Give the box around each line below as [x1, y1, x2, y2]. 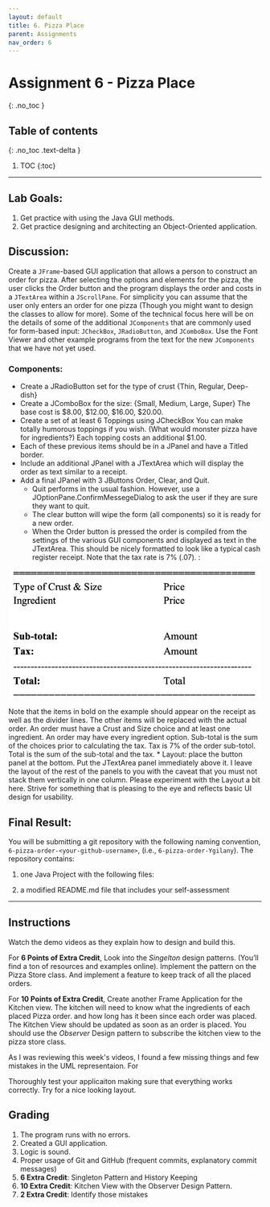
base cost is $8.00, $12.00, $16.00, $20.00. [19, 407, 164, 417]
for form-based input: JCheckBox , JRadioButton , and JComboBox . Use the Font [8, 326, 259, 335]
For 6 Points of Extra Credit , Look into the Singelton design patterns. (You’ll [8, 953, 259, 963]
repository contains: [8, 854, 75, 864]
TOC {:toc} [19, 161, 56, 170]
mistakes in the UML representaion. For [8, 1061, 139, 1070]
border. [19, 450, 44, 459]
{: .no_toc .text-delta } [8, 146, 81, 154]
